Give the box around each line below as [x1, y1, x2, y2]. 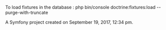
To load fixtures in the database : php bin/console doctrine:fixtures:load [5, 4, 156, 10]
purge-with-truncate [5, 9, 48, 15]
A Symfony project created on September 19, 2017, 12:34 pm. [5, 19, 133, 25]
